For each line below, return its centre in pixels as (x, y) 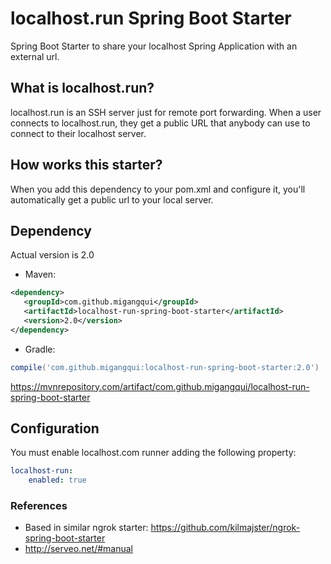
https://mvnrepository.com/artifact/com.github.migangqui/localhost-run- (160, 386)
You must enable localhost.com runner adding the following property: (153, 453)
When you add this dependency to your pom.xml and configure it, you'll (158, 189)
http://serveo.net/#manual (79, 549)
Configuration (55, 428)
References (39, 506)
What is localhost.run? (82, 88)
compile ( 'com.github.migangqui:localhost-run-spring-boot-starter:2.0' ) (165, 367)
